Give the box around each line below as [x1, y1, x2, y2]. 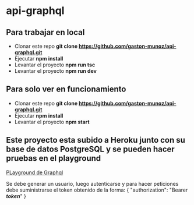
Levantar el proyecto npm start [14, 118, 90, 125]
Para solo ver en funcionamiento [6, 84, 126, 94]
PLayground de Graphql [6, 169, 64, 176]
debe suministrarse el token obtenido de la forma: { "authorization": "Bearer [6, 186, 188, 193]
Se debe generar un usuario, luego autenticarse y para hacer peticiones [6, 180, 179, 187]
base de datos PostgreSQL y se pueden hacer [6, 144, 175, 154]
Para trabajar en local [6, 27, 85, 37]
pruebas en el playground [6, 153, 101, 164]
